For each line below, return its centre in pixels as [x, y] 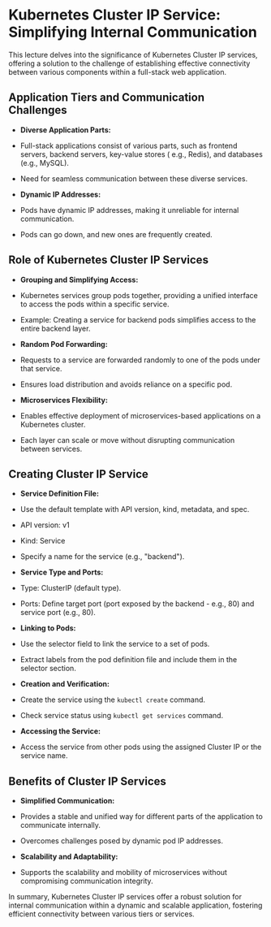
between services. [51, 448]
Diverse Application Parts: [65, 130]
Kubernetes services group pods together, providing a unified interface [139, 295]
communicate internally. [60, 825]
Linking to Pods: [48, 628]
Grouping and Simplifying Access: [79, 279]
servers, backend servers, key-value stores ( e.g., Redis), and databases [142, 154]
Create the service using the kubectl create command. [112, 700]
